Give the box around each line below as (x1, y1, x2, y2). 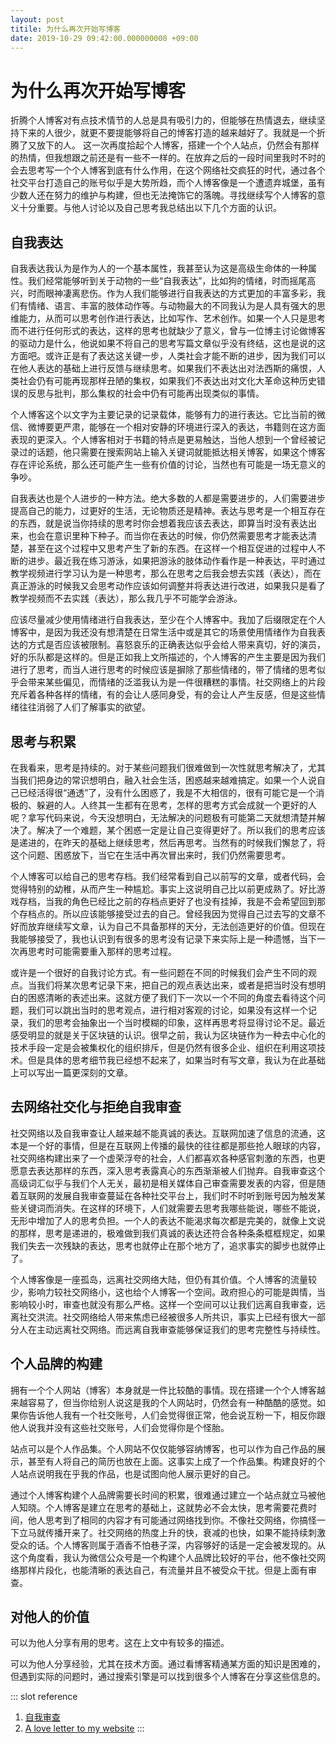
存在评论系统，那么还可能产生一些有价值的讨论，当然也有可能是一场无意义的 (10, 459, 326, 471)
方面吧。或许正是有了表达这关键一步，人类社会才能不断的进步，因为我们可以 (10, 350, 326, 362)
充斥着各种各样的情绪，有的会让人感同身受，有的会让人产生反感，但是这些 (10, 689, 317, 701)
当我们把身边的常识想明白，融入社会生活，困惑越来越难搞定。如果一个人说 (10, 774, 317, 786)
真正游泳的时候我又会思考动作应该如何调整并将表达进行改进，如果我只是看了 (10, 580, 326, 592)
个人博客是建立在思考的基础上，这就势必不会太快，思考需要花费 (44, 1501, 308, 1513)
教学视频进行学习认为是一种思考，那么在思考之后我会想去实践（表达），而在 (10, 567, 322, 580)
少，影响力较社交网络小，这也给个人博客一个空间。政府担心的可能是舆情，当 (10, 1286, 326, 1298)
